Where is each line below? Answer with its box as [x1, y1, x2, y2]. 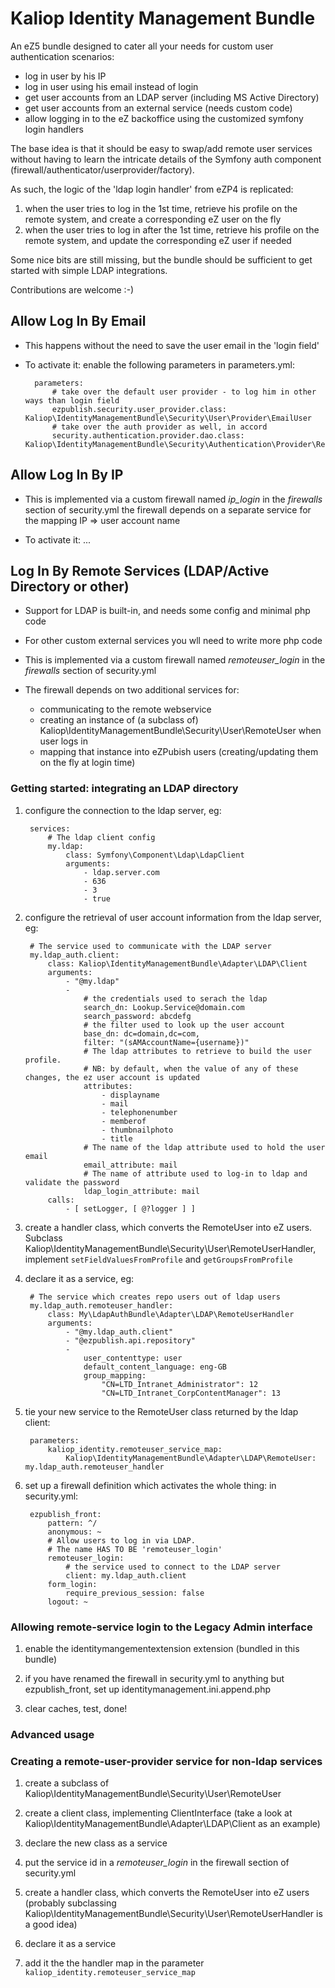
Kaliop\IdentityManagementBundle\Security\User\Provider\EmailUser [24, 413, 312, 423]
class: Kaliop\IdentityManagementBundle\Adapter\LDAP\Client [47, 958, 308, 969]
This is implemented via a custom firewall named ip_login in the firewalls [24, 493, 323, 505]
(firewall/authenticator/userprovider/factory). [10, 163, 195, 176]
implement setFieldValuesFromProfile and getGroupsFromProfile [24, 1253, 293, 1265]
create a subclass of [24, 1777, 110, 1789]
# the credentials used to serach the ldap [83, 993, 268, 1004]
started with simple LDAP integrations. [10, 264, 168, 276]
